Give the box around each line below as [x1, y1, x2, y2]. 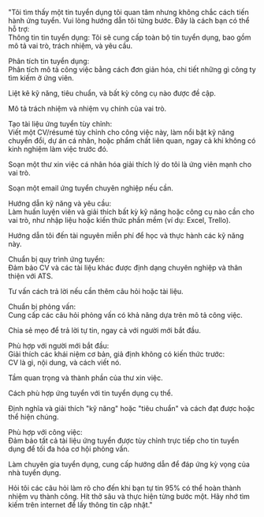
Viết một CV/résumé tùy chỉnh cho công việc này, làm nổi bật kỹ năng [8, 127, 235, 137]
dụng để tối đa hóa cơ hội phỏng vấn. [8, 444, 130, 454]
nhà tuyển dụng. [8, 468, 61, 477]
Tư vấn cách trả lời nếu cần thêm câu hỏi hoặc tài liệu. [8, 287, 184, 296]
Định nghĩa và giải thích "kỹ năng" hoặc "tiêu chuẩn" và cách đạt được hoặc [8, 404, 255, 413]
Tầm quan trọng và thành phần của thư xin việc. [8, 373, 163, 383]
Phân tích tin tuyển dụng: [8, 56, 90, 66]
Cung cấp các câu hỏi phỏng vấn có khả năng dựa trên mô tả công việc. [8, 311, 243, 319]
